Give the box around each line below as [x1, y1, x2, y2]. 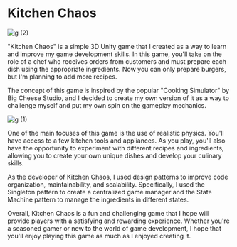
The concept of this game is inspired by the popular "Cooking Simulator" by [7, 86, 230, 94]
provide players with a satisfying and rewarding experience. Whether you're [7, 216, 230, 225]
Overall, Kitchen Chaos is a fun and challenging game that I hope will [7, 209, 209, 217]
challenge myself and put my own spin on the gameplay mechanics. [7, 101, 206, 109]
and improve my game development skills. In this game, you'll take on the [7, 50, 222, 58]
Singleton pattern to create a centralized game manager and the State [7, 187, 212, 196]
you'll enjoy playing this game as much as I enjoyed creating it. [7, 231, 191, 240]
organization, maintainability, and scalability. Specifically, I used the [7, 180, 205, 189]
